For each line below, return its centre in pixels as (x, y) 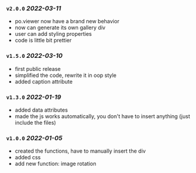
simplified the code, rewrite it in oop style (66, 75)
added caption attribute (43, 81)
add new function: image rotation (55, 164)
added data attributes (41, 110)
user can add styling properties (53, 34)
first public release (38, 69)
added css (28, 157)
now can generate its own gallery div (60, 27)
